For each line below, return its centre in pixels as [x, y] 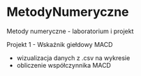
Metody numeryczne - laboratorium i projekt [70, 31]
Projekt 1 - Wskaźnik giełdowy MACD [60, 44]
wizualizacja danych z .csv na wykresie [73, 58]
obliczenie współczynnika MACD [64, 65]
